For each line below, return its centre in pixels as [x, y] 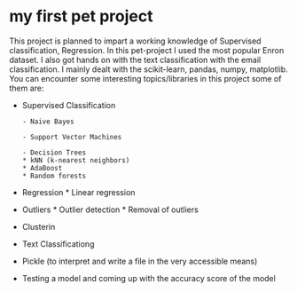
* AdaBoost [42, 168]
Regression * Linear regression [78, 192]
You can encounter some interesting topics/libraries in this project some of [145, 78]
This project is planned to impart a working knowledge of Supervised [135, 41]
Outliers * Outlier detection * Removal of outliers [110, 209]
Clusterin [39, 226]
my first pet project [81, 16]
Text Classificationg [58, 244]
